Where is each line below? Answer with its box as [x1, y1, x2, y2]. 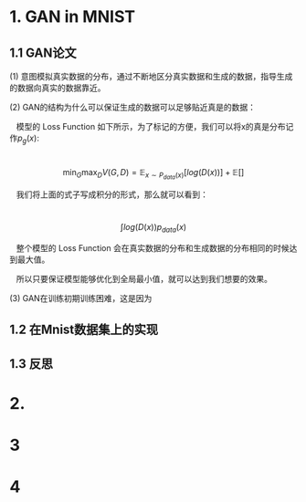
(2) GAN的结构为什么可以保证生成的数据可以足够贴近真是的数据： [9, 102, 257, 112]
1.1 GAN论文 [9, 45, 77, 60]
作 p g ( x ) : [9, 132, 39, 145]
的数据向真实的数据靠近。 [9, 82, 106, 93]
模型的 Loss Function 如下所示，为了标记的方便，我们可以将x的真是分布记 [16, 121, 294, 131]
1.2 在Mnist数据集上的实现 [9, 322, 159, 338]
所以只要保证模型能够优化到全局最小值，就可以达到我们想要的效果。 [16, 273, 272, 284]
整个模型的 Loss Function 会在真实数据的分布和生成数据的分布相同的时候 [16, 242, 290, 253]
